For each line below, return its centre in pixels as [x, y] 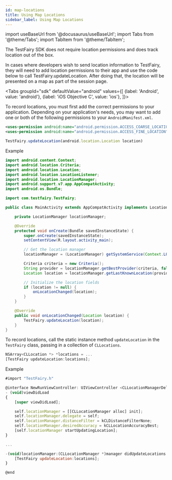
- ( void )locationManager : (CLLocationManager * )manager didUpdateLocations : [87, 454]
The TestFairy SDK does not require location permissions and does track [82, 50]
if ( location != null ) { [50, 287]
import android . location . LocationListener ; [52, 175]
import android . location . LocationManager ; [51, 179]
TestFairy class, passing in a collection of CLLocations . [63, 345]
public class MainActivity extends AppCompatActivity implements [76, 207]
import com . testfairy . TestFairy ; [41, 198]
